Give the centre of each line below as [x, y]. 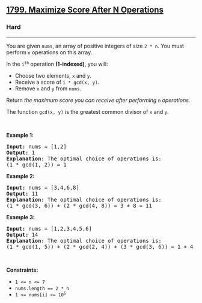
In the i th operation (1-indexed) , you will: [57, 64]
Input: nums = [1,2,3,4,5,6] [49, 229]
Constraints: [22, 270]
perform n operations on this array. [49, 52]
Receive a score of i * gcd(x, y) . [57, 82]
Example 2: [20, 176]
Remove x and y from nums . [48, 88]
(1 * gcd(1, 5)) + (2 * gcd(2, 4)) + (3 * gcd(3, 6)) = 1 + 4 [100, 247]
